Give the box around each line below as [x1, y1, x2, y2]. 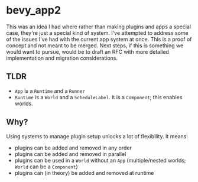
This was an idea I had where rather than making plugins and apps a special [6, 23, 191, 30]
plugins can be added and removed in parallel [14, 150, 126, 157]
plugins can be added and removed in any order [14, 144, 132, 151]
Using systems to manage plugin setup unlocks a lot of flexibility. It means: [6, 132, 188, 139]
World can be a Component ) [14, 163, 78, 170]
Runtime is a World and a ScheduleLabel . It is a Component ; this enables [14, 93, 183, 100]
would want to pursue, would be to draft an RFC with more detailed [6, 48, 170, 55]
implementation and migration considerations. [6, 54, 118, 61]
